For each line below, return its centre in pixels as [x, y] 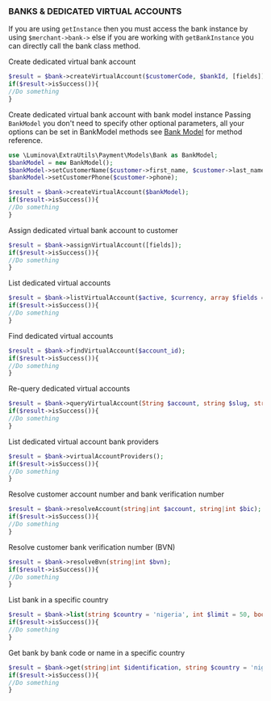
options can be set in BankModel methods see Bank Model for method [125, 132]
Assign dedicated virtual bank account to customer [93, 230]
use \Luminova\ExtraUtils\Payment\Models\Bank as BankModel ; [113, 155]
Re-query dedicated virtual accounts [69, 389]
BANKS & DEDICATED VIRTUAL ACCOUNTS [95, 11]
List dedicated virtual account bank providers [83, 441]
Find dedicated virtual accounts [61, 336]
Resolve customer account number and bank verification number [116, 494]
